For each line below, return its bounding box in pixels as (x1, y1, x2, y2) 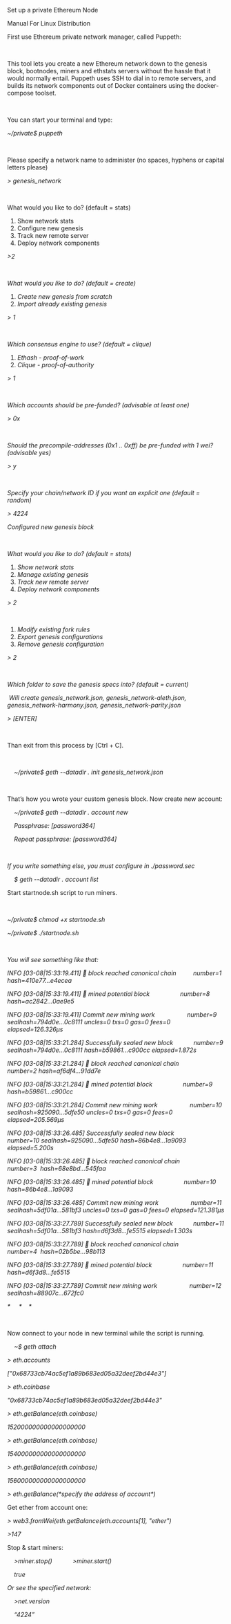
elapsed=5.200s (7, 1144, 54, 1152)
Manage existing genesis (17, 571, 89, 578)
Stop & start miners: (7, 1544, 63, 1551)
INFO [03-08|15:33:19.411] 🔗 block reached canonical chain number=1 (7, 969, 222, 977)
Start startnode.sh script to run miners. (7, 889, 118, 896)
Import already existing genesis (17, 300, 108, 308)
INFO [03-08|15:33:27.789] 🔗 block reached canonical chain (7, 1240, 179, 1248)
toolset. (35, 89, 57, 97)
